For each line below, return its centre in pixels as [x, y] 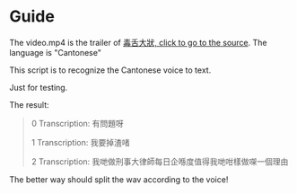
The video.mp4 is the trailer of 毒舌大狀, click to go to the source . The [138, 42]
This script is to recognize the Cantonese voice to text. [110, 70]
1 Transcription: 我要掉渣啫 [80, 142]
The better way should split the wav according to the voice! [119, 179]
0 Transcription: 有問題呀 [77, 123]
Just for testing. [39, 87]
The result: [29, 104]
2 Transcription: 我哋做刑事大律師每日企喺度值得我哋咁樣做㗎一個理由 [160, 161]
